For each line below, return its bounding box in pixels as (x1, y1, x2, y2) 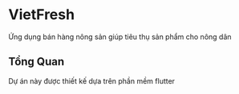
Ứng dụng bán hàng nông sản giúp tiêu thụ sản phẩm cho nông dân (8, 32, 232, 41)
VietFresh (8, 6, 75, 24)
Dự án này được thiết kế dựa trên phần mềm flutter (8, 76, 175, 85)
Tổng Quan (8, 55, 65, 69)
